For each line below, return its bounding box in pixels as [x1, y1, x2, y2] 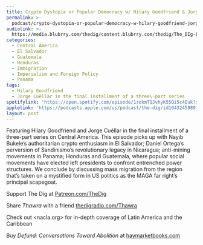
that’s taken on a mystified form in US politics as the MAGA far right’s [6, 172, 178, 180]
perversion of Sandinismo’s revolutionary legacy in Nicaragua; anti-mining [6, 146, 190, 153]
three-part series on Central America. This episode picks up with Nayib [6, 133, 184, 141]
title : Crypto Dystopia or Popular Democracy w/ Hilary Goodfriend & [6, 8, 185, 15]
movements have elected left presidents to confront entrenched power [6, 159, 182, 167]
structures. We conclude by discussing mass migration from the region [6, 166, 183, 173]
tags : [6, 82, 20, 89]
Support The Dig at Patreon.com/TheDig [6, 190, 107, 198]
